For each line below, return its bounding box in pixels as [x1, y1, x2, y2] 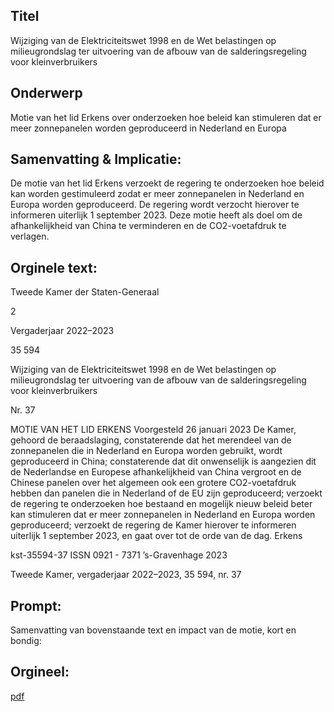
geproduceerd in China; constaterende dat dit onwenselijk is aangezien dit [10, 455, 317, 468]
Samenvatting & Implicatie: [10, 151, 182, 168]
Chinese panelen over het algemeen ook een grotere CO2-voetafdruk [10, 477, 297, 489]
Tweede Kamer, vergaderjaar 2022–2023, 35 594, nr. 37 [10, 569, 242, 581]
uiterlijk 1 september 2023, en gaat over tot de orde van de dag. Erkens [10, 530, 303, 542]
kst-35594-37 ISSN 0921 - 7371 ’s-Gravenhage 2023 [10, 549, 228, 561]
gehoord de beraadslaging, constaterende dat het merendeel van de [10, 434, 292, 446]
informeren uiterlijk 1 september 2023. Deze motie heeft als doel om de [10, 209, 303, 221]
